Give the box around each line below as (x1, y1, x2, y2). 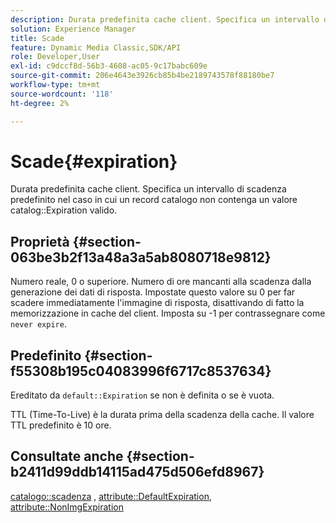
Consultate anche (10, 448, 124, 465)
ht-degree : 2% (10, 98, 70, 108)
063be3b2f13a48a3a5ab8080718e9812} (10, 249, 272, 266)
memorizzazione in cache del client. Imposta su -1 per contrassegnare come (10, 307, 326, 320)
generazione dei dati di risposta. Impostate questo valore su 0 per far (10, 286, 296, 298)
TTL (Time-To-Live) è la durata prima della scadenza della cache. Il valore (10, 409, 315, 421)
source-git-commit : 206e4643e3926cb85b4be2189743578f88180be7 (10, 71, 275, 81)
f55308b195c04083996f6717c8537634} (10, 362, 272, 380)
